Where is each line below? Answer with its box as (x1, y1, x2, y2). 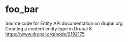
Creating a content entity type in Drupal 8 (5, 25, 92, 31)
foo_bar (5, 4, 39, 15)
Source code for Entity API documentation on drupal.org (5, 20, 123, 26)
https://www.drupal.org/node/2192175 (5, 31, 85, 37)
